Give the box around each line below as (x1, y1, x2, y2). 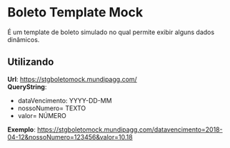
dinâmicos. (7, 35, 40, 43)
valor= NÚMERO (17, 111, 66, 120)
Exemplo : (7, 125, 36, 134)
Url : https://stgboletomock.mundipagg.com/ (7, 75, 137, 83)
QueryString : (7, 83, 47, 91)
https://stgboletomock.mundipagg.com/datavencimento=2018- (36, 125, 223, 134)
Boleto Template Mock (7, 4, 144, 21)
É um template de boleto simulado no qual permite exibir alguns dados (7, 28, 215, 36)
